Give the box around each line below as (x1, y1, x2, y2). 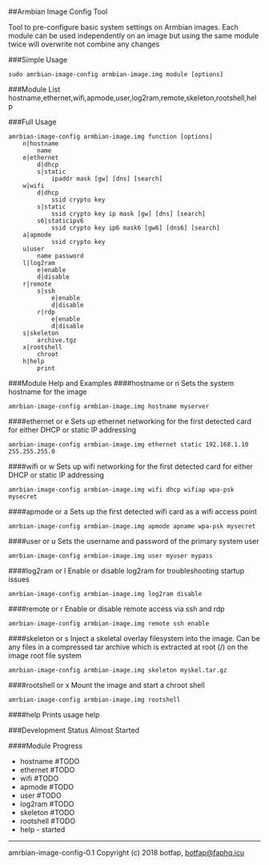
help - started (19, 825, 66, 834)
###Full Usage (8, 117, 57, 127)
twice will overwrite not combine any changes (8, 39, 160, 49)
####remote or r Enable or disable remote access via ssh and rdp (8, 604, 226, 613)
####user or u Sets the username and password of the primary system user (8, 537, 259, 546)
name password (37, 252, 84, 260)
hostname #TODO (19, 757, 80, 766)
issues (8, 575, 30, 584)
